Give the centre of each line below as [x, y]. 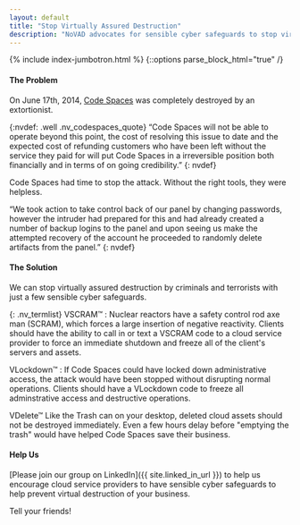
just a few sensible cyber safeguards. [78, 297]
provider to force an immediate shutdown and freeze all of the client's [137, 343]
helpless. [26, 191]
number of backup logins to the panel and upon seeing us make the [133, 228]
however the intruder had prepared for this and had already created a [137, 218]
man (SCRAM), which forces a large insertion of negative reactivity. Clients [146, 324]
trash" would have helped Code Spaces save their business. [120, 434]
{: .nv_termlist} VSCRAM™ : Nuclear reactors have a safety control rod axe [145, 314]
